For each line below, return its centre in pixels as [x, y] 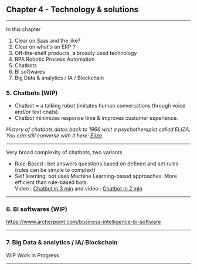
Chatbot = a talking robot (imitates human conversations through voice [100, 106]
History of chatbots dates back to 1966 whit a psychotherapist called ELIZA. [98, 129]
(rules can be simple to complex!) [55, 170]
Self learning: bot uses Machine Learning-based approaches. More [96, 176]
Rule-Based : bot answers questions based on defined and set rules [96, 164]
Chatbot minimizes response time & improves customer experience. [96, 118]
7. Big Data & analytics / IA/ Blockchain [62, 243]
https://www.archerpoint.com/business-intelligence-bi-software [84, 222]
